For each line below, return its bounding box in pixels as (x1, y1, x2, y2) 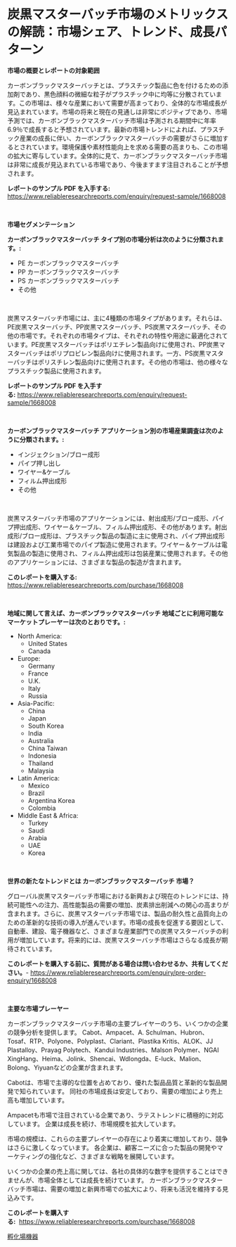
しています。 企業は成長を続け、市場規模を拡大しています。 (7, 1120, 180, 1128)
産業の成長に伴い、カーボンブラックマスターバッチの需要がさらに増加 (19, 134, 223, 142)
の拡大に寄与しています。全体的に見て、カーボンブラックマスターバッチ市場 (7, 151, 228, 160)
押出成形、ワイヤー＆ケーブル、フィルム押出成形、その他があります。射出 (13, 522, 228, 531)
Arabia (27, 833, 48, 842)
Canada (27, 647, 51, 655)
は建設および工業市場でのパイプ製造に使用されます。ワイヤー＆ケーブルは (7, 540, 222, 549)
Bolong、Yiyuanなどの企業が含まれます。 (7, 1063, 127, 1072)
